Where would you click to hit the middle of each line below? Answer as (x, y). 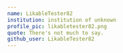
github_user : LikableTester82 (51, 39)
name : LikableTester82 (40, 13)
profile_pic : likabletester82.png (57, 26)
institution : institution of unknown (62, 20)
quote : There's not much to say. (56, 33)
